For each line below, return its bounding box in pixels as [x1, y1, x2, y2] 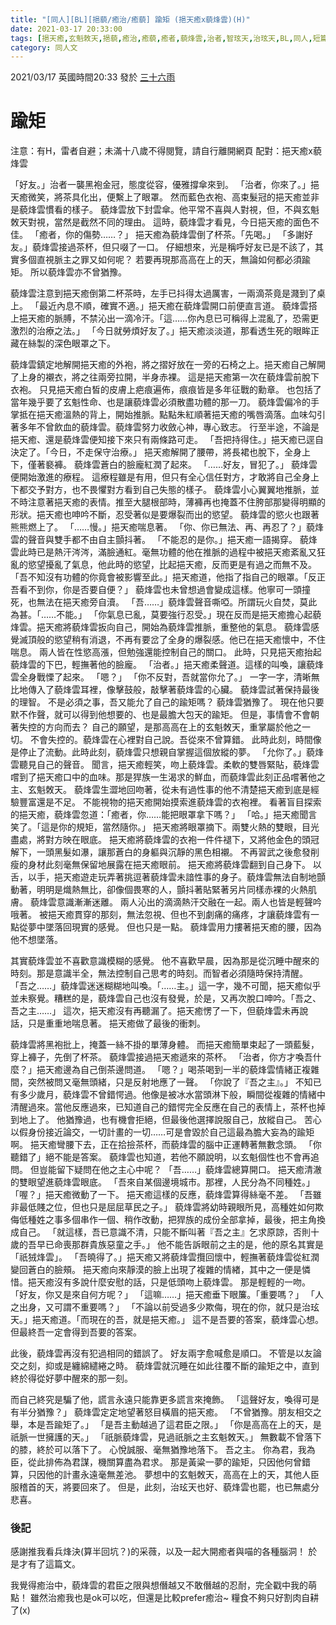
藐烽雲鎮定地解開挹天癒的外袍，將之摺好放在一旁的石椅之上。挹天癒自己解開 [10, 359, 326, 371]
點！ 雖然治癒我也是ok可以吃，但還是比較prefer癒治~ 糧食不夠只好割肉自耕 [10, 1592, 320, 1604]
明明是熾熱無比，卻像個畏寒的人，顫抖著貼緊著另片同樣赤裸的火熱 [36, 884, 308, 896]
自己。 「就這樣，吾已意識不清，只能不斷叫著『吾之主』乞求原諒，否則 [18, 1226, 311, 1238]
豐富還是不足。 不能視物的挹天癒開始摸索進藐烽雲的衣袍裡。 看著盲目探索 [18, 796, 322, 808]
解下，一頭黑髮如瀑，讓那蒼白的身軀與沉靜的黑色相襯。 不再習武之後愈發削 [10, 846, 320, 858]
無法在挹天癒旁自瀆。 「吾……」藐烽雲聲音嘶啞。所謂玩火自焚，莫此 [36, 596, 318, 608]
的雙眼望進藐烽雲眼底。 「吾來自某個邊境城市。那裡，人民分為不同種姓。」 [10, 1176, 315, 1188]
